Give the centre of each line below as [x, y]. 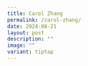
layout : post [26, 33]
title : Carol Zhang [35, 13]
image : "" [21, 45]
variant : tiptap [30, 52]
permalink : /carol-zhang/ [44, 20]
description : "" [30, 39]
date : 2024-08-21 [32, 26]
